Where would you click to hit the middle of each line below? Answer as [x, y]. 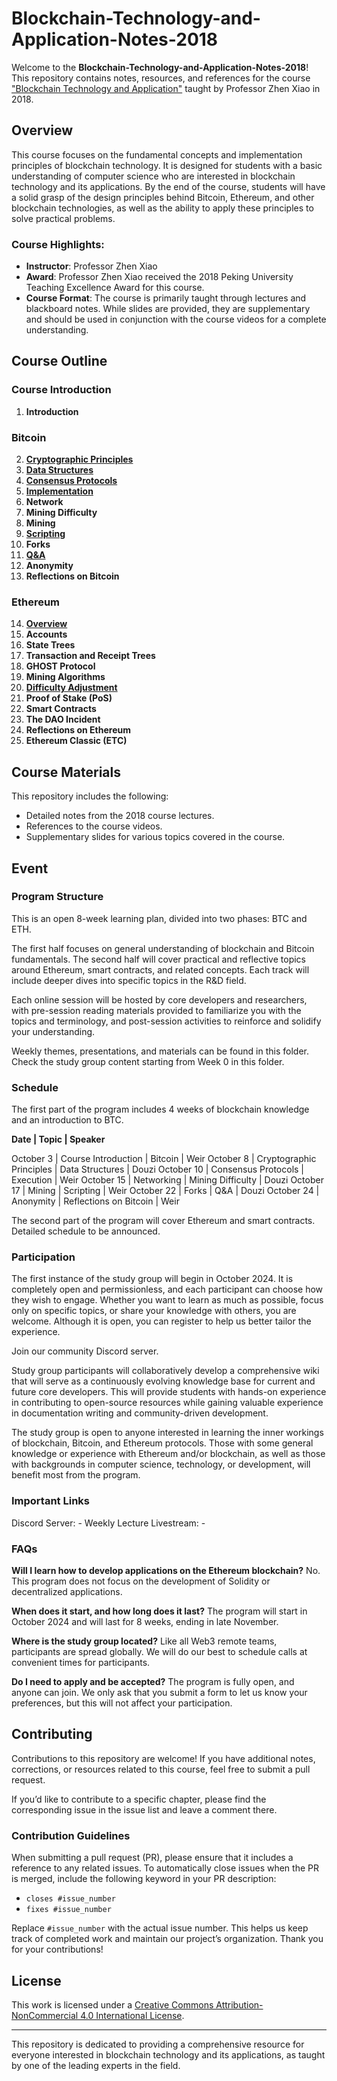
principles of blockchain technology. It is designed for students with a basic [167, 165]
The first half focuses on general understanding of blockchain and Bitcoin [163, 948]
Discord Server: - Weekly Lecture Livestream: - [108, 1523]
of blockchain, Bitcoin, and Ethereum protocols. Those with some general [162, 1443]
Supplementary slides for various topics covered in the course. [155, 837]
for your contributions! [57, 1949]
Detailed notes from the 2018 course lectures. [120, 816]
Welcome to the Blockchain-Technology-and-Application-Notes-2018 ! [160, 67]
